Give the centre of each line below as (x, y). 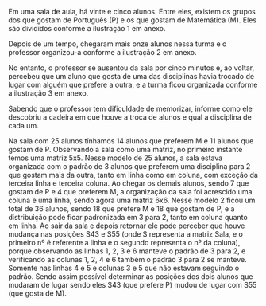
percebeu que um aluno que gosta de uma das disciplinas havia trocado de (131, 76)
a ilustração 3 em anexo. (48, 93)
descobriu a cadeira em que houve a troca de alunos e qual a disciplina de (130, 117)
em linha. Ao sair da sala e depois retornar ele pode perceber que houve (127, 226)
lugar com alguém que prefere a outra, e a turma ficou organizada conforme (133, 84)
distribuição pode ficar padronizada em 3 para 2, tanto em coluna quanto (128, 217)
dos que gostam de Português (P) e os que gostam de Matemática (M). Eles (132, 20)
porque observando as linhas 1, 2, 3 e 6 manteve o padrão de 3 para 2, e (127, 251)
